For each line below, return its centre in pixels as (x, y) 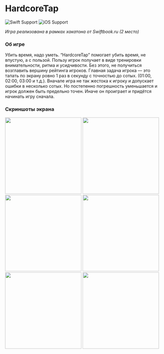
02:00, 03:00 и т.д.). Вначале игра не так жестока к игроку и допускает (79, 81)
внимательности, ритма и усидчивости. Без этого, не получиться (73, 65)
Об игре (15, 44)
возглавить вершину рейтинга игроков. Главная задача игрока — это (78, 71)
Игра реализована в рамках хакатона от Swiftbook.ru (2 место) (72, 31)
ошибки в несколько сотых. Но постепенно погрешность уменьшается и (81, 86)
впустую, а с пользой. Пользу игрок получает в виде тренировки (73, 60)
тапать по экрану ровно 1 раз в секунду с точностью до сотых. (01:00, (79, 76)
